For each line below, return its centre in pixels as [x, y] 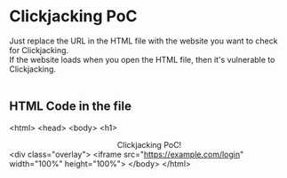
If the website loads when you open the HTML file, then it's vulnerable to [142, 59]
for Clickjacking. [39, 50]
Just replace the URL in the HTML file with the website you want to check [143, 41]
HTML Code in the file [70, 107]
